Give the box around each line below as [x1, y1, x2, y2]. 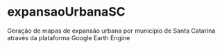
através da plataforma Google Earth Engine [7, 33, 130, 42]
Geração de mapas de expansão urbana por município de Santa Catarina [7, 27, 216, 35]
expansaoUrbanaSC [7, 4, 126, 20]
